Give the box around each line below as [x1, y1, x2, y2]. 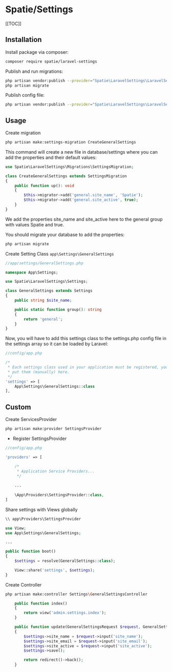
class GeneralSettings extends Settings [5, 288, 93, 293]
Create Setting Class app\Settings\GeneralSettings [5, 250, 114, 257]
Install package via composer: [5, 49, 69, 55]
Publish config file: [5, 92, 45, 98]
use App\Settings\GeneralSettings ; [5, 530, 81, 536]
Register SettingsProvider [12, 435, 67, 442]
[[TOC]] [5, 20, 21, 27]
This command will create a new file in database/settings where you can [5, 149, 158, 155]
